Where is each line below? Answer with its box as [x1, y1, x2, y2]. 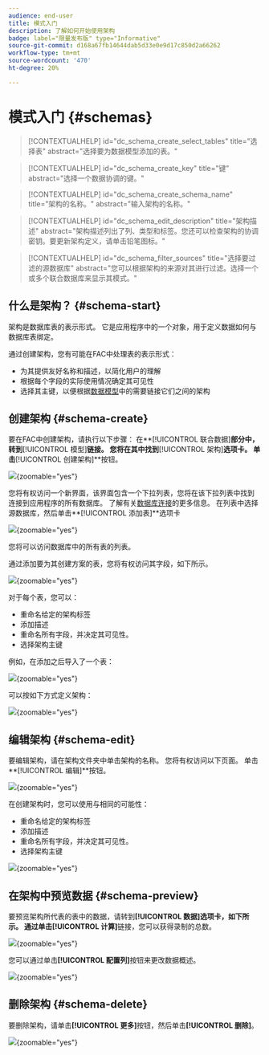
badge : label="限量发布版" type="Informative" [8, 34, 161, 43]
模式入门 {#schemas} [8, 108, 153, 126]
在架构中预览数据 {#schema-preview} [8, 889, 199, 902]
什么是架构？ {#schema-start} [8, 299, 161, 313]
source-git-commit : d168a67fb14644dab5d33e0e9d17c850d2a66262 [8, 42, 221, 50]
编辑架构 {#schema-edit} [8, 732, 136, 747]
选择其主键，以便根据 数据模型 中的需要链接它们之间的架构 [19, 386, 210, 396]
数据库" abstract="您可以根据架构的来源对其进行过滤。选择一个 [49, 263, 259, 273]
